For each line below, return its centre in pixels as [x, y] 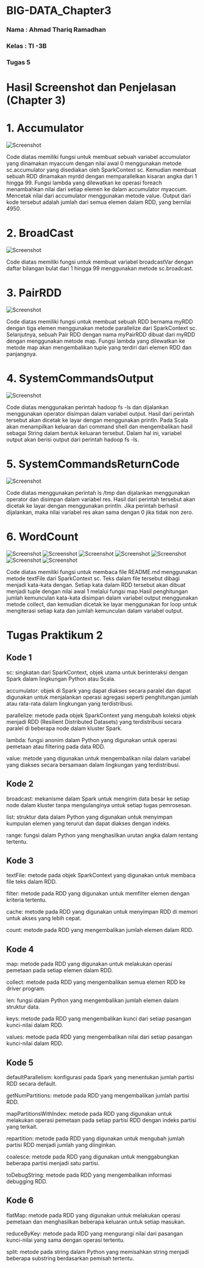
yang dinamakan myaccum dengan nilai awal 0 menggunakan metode [94, 163]
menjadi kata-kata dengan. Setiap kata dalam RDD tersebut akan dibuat [96, 584]
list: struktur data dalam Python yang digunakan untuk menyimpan [90, 817]
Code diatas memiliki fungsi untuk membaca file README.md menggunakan [102, 572]
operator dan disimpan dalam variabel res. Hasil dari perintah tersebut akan [101, 499]
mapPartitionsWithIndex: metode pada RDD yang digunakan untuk [89, 1114]
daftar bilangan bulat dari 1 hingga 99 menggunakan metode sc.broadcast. [100, 268]
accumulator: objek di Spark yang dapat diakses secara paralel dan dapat [99, 690]
